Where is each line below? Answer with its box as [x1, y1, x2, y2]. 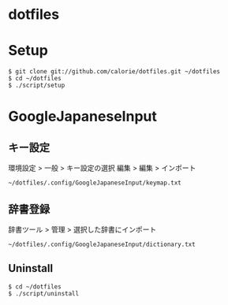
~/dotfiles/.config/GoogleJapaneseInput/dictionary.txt [8, 240, 196, 248]
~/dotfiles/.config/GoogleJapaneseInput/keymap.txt [8, 179, 181, 187]
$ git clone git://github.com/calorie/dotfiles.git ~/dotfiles [8, 68, 221, 76]
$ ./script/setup [8, 81, 65, 90]
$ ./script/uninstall [8, 289, 80, 297]
